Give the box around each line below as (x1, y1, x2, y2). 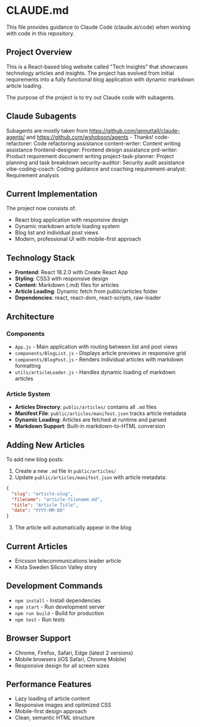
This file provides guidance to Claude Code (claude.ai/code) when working (6, 23, 191, 31)
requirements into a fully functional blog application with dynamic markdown (6, 75, 195, 83)
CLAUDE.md (6, 4, 69, 17)
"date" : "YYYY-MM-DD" (11, 507, 66, 514)
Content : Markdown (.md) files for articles (14, 281, 119, 289)
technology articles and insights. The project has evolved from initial (6, 69, 174, 77)
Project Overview (6, 47, 72, 57)
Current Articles (6, 541, 67, 552)
